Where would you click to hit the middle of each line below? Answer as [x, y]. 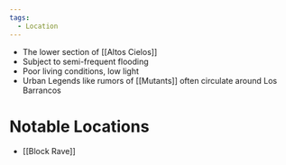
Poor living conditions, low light [81, 71]
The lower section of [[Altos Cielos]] [90, 51]
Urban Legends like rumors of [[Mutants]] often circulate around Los [150, 80]
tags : [19, 18]
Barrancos [42, 90]
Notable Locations [79, 126]
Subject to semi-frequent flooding [85, 61]
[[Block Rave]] [49, 151]
